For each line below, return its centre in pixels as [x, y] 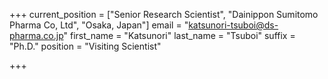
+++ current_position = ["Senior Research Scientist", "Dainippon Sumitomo [164, 14]
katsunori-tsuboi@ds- [233, 25]
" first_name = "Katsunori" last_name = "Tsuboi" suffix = [179, 35]
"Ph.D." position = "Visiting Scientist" [85, 46]
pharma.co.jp [36, 35]
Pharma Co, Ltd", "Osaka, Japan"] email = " [99, 25]
